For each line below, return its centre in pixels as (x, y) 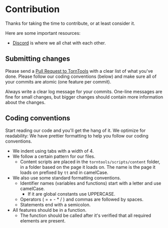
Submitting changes (38, 59)
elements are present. (43, 220)
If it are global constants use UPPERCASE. (71, 194)
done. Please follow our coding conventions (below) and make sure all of (81, 76)
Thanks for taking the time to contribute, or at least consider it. (70, 23)
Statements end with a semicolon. (55, 204)
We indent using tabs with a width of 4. (53, 151)
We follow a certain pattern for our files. (54, 156)
